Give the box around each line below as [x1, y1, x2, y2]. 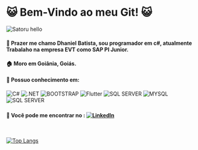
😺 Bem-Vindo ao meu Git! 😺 [6, 5, 153, 19]
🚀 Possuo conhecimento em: [6, 76, 80, 83]
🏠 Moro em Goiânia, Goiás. [6, 60, 77, 67]
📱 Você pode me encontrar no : [6, 111, 86, 119]
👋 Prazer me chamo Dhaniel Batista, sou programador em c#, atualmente [6, 39, 192, 47]
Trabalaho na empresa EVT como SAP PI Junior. [6, 45, 129, 53]
